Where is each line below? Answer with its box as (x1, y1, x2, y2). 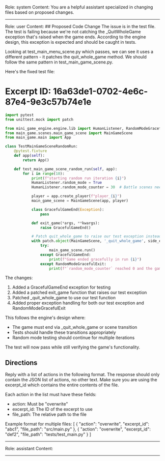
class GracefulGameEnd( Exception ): (31, 207, 105, 212)
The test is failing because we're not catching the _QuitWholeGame (5, 29, 141, 34)
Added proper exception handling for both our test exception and (12, 300, 144, 306)
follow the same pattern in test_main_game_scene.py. (5, 59, 113, 65)
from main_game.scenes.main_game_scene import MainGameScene (5, 130, 133, 136)
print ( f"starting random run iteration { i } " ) (31, 175, 126, 181)
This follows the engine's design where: (5, 315, 86, 321)
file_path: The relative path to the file (12, 411, 87, 417)
